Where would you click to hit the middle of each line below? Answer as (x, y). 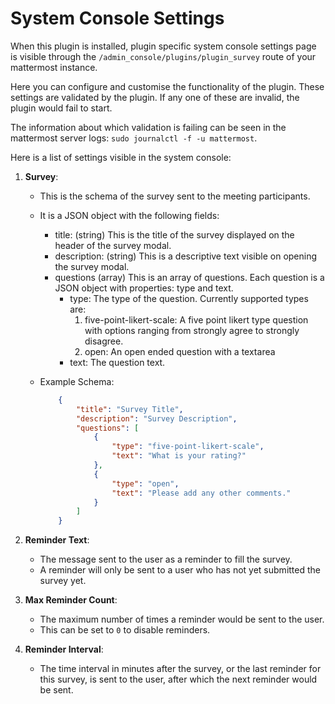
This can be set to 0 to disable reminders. (125, 630)
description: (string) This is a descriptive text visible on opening (186, 256)
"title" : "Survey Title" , (129, 409)
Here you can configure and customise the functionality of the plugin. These (167, 86)
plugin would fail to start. (61, 108)
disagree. (104, 341)
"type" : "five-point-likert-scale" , (188, 447)
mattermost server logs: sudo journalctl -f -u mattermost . (134, 138)
